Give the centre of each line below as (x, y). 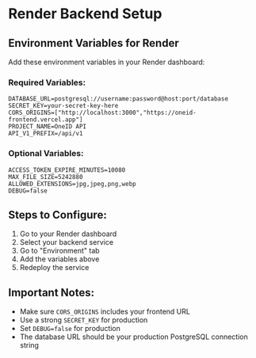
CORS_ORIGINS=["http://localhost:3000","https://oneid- (102, 113)
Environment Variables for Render (94, 43)
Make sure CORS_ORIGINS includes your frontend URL (105, 312)
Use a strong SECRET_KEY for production (84, 320)
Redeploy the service (54, 268)
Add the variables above (59, 259)
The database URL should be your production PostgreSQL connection (134, 337)
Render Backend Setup (85, 14)
